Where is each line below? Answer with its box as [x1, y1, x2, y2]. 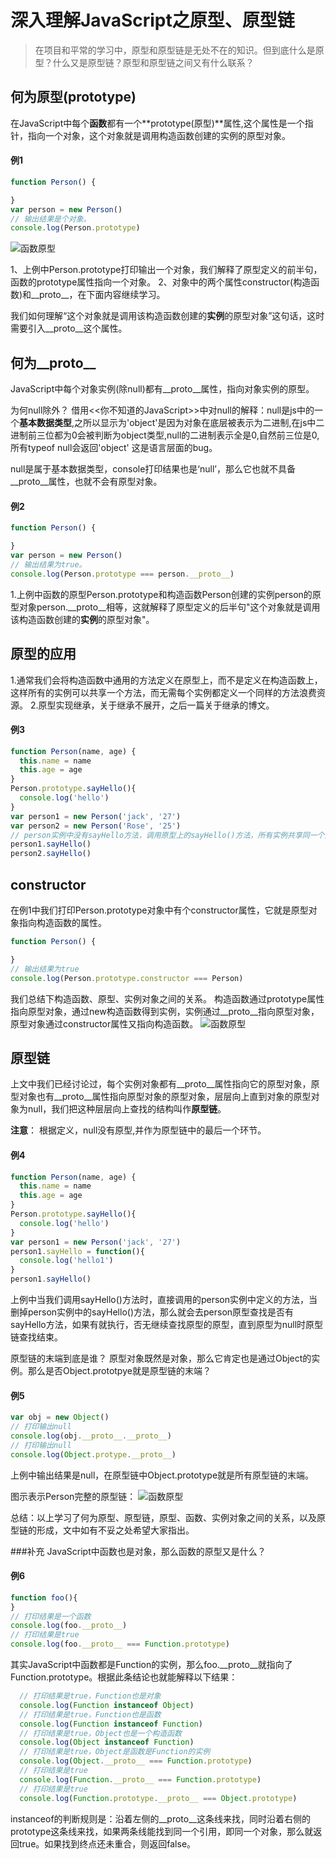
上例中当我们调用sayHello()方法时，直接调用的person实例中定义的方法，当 [10, 1294, 318, 1306]
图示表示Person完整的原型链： [10, 1490, 137, 1502]
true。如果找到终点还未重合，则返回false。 [18, 1837, 197, 1850]
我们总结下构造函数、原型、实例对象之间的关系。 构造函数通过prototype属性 [10, 992, 325, 1005]
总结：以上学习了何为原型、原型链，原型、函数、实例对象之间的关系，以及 [10, 1511, 317, 1523]
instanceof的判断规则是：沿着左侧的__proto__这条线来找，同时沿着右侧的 [10, 1812, 311, 1825]
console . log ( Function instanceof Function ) [19, 1719, 203, 1729]
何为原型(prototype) [10, 89, 137, 106]
